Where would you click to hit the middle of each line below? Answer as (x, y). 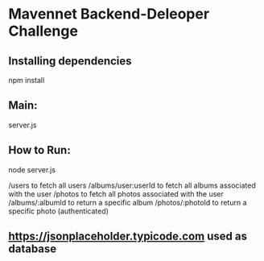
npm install (27, 80)
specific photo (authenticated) (58, 211)
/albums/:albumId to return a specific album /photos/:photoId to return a (128, 202)
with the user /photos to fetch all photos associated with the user (116, 193)
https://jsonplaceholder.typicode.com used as (128, 236)
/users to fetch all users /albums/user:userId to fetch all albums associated (132, 185)
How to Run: (39, 150)
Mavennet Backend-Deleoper (109, 14)
